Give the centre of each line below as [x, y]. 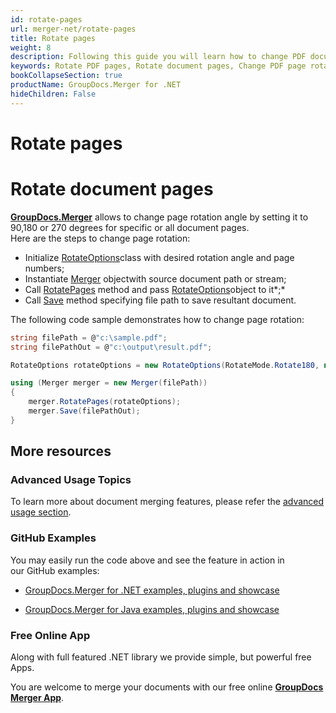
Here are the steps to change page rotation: [100, 238]
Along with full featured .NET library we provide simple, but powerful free [161, 657]
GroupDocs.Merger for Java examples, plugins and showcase [152, 609]
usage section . [41, 512]
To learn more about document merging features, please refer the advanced [167, 502]
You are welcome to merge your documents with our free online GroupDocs [167, 687]
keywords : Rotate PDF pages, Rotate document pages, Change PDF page [158, 66]
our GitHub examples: [55, 570]
